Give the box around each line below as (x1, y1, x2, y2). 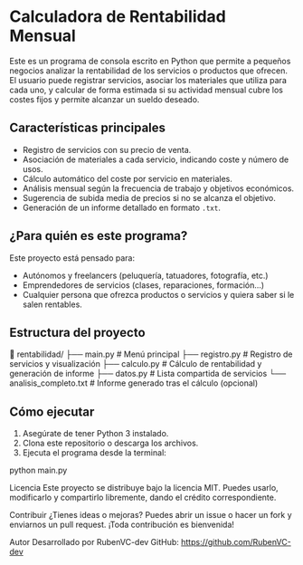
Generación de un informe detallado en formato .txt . (22, 202, 222, 213)
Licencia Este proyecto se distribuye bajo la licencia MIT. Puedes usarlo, (9, 483, 279, 493)
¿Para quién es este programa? (9, 228, 188, 244)
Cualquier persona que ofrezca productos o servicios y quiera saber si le (22, 289, 295, 300)
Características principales (9, 120, 166, 136)
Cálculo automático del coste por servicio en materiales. (22, 173, 232, 184)
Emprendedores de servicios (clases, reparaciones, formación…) (22, 279, 265, 291)
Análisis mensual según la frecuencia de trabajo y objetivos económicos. (22, 183, 295, 194)
